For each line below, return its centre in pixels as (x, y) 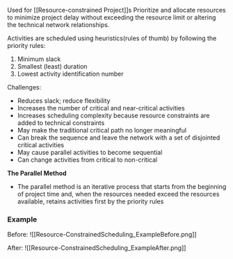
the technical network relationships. (58, 25)
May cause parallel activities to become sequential (90, 152)
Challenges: (24, 87)
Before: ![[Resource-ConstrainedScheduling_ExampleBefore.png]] (102, 235)
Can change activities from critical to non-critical (87, 160)
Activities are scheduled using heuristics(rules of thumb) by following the (112, 38)
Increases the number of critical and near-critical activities (101, 108)
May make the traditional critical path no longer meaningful (102, 130)
